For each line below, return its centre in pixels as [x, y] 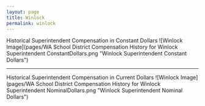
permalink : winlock [31, 23]
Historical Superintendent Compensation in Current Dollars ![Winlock [93, 77]
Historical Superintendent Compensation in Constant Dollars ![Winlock [95, 41]
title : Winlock [26, 18]
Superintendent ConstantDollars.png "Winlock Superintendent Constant [97, 54]
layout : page [23, 12]
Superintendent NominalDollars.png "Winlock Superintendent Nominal [95, 90]
